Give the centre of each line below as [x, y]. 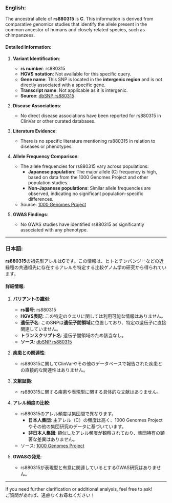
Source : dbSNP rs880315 [47, 95]
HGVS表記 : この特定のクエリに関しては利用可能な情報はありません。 [93, 316]
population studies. [48, 182]
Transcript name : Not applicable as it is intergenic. [74, 90]
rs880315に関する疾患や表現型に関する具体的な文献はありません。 [91, 392]
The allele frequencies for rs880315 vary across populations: [84, 166]
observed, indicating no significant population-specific [86, 194]
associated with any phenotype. [54, 229]
